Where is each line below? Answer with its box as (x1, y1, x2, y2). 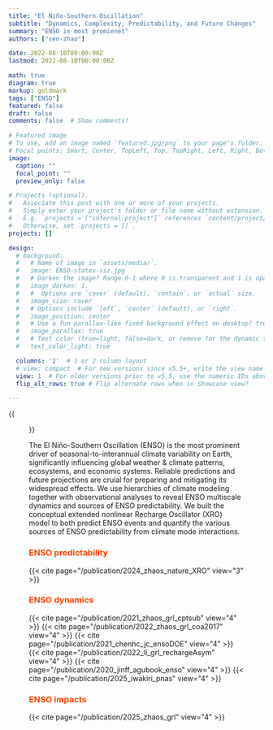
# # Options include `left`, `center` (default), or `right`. (15, 304, 238, 313)
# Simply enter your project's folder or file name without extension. (8, 206, 264, 215)
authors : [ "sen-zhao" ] (8, 34, 85, 43)
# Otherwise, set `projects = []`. (8, 221, 136, 230)
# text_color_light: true (15, 342, 111, 350)
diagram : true (8, 79, 57, 87)
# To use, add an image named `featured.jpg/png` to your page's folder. (8, 139, 264, 147)
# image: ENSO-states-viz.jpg (15, 267, 126, 275)
